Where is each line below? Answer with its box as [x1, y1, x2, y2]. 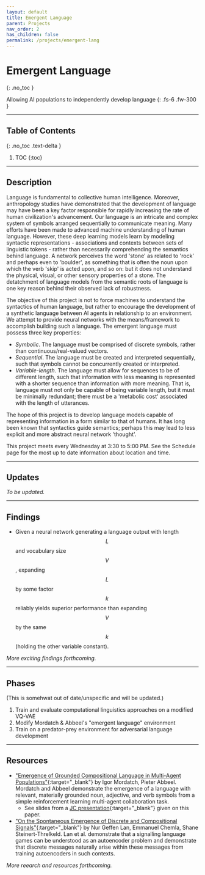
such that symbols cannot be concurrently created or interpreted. [15, 360, 180, 367]
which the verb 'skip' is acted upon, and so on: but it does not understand [6, 265, 192, 272]
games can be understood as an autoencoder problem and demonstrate [15, 836, 196, 844]
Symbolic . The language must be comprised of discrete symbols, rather [15, 341, 196, 348]
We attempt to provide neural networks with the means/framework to [6, 316, 180, 323]
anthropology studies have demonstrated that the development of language [6, 200, 196, 207]
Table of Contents [6, 126, 76, 136]
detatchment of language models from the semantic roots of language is [6, 278, 189, 285]
